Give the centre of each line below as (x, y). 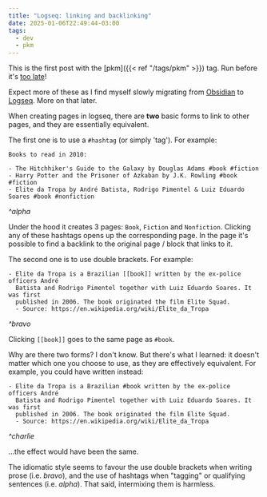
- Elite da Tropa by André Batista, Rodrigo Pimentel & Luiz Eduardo (127, 190)
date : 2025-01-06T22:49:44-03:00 (64, 23)
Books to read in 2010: (48, 155)
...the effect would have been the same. (74, 451)
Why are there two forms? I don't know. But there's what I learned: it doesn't (134, 355)
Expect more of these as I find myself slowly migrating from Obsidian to (126, 92)
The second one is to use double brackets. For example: (101, 260)
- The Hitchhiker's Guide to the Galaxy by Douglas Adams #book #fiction (134, 169)
